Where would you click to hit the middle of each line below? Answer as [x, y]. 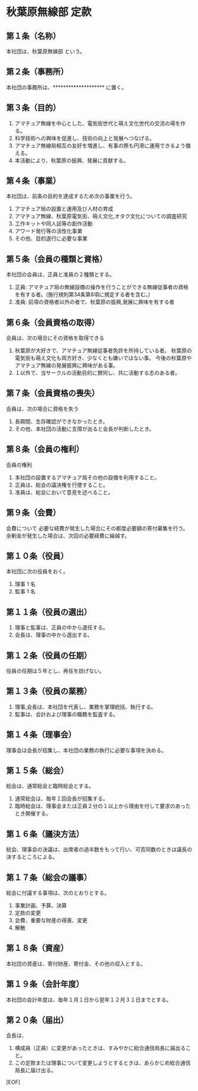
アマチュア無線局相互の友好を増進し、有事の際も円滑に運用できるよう [100, 146]
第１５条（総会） [37, 771]
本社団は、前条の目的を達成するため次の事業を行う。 [71, 196]
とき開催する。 [33, 814]
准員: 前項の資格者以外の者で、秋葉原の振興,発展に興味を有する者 [95, 302]
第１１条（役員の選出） [49, 612]
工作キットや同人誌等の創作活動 [53, 224]
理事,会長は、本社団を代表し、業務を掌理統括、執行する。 [85, 707]
